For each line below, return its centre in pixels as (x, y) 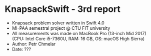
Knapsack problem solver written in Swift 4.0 (58, 23)
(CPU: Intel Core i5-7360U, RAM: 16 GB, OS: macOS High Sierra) (78, 39)
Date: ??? (21, 49)
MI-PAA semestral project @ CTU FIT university (61, 28)
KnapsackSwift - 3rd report (63, 9)
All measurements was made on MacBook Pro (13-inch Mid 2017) (79, 33)
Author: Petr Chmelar (34, 44)
